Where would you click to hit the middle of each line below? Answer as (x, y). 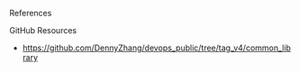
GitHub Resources (43, 30)
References (31, 13)
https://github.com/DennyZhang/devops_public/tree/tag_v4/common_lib (156, 48)
